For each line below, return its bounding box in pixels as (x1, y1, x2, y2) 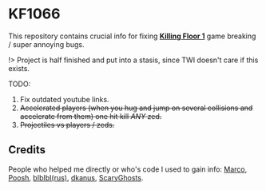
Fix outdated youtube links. (19, 94, 109, 104)
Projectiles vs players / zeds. (19, 120, 115, 129)
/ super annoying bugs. (8, 39, 85, 49)
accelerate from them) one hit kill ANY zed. (19, 111, 162, 121)
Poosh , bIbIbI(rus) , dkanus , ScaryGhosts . (8, 172, 144, 182)
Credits (8, 143, 46, 156)
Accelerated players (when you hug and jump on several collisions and (19, 103, 253, 113)
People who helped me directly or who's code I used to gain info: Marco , (8, 164, 248, 174)
